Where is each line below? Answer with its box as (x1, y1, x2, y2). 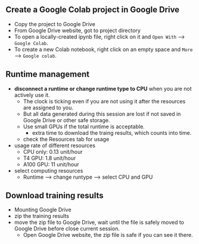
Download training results (5, 191, 104, 201)
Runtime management (5, 69, 90, 80)
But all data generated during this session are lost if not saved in (23, 110, 181, 118)
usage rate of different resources (14, 142, 96, 149)
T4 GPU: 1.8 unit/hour (23, 154, 76, 161)
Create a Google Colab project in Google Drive (5, 5, 180, 15)
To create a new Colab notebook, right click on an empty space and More (14, 46, 193, 53)
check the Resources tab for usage (23, 135, 110, 142)
